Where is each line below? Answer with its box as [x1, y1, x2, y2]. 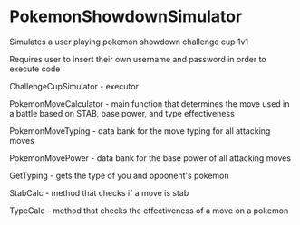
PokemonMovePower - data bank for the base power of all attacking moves [9, 152, 292, 164]
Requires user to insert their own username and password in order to [9, 53, 266, 64]
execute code [9, 63, 61, 74]
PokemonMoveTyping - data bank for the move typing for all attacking [9, 125, 271, 136]
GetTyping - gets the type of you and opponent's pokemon [9, 170, 229, 181]
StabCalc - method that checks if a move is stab [9, 187, 189, 198]
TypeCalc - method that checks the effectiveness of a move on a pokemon [9, 205, 289, 216]
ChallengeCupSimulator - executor [9, 80, 139, 91]
